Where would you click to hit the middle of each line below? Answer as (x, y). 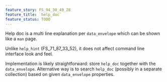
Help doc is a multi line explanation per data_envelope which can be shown (82, 34)
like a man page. (21, 39)
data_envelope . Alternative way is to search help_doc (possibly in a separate (83, 69)
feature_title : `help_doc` (33, 15)
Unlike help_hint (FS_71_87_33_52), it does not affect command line (75, 49)
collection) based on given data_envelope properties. (60, 74)
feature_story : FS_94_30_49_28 (38, 10)
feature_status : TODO (28, 19)
